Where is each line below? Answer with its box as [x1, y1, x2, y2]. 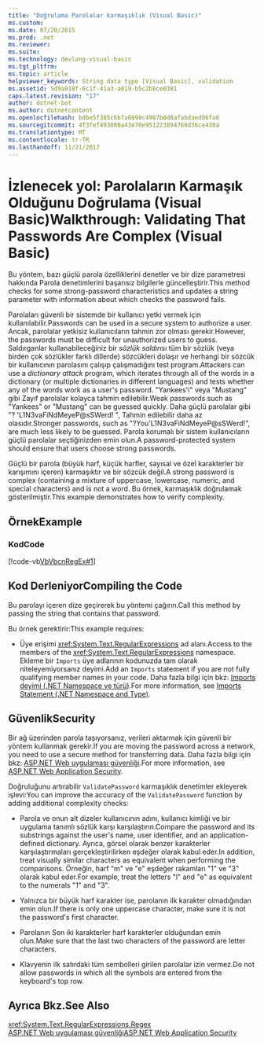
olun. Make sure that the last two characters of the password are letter [19, 936, 246, 945]
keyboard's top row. [19, 976, 85, 985]
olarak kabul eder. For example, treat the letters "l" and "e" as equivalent [19, 872, 253, 881]
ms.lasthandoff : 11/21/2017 [8, 143, 101, 151]
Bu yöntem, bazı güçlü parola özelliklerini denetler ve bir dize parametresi [8, 270, 246, 279]
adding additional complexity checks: [8, 798, 130, 808]
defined [19, 838, 46, 848]
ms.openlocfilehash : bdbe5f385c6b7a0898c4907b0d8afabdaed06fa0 [8, 114, 220, 122]
